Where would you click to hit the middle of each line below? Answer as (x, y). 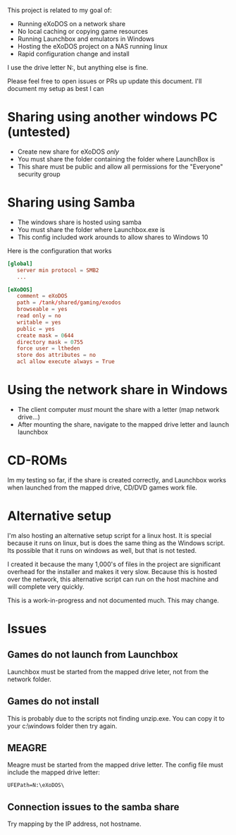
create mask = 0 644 (45, 335)
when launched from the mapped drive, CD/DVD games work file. (102, 487)
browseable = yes (42, 310)
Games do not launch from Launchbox (93, 655)
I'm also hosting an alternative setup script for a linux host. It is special (110, 535)
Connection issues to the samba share (93, 807)
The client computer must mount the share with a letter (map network (118, 409)
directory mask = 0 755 (50, 342)
